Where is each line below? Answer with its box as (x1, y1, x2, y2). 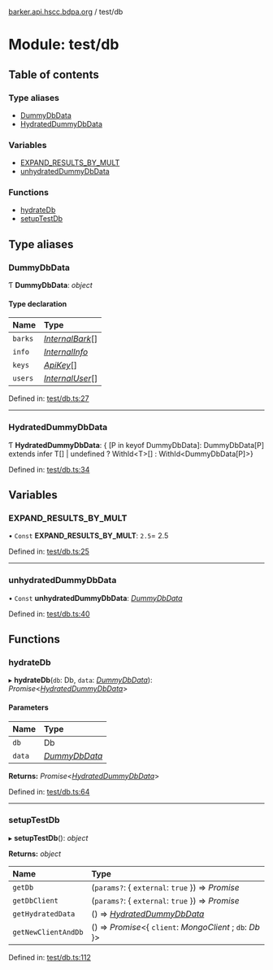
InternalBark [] (43, 333, 97, 345)
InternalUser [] (43, 373, 98, 385)
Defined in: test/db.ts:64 (8, 786, 90, 796)
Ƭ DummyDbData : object (8, 281, 93, 290)
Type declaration (8, 298, 67, 308)
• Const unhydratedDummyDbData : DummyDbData (8, 593, 183, 602)
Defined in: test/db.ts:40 (8, 609, 90, 619)
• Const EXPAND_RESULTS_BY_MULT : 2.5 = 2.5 (8, 531, 169, 541)
